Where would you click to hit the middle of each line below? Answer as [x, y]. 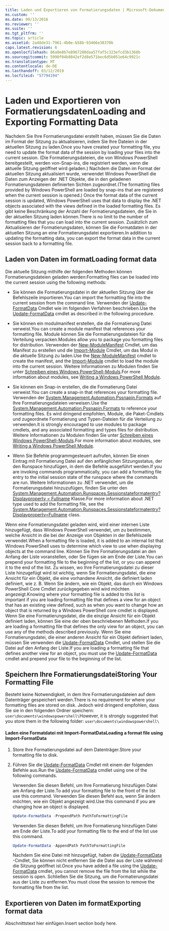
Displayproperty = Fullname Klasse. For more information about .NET [83, 499]
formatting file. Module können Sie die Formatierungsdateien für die [83, 334]
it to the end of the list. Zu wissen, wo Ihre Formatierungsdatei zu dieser [80, 567]
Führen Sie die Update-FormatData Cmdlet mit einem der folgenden [83, 765]
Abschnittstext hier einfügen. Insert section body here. [61, 923]
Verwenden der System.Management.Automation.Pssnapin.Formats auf [87, 398]
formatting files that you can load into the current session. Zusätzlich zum [81, 222]
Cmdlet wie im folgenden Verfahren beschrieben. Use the [97, 308]
